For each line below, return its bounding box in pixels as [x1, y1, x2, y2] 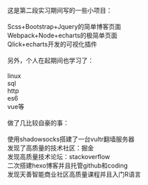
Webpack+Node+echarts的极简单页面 [7, 31, 118, 39]
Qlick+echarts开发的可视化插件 [7, 40, 97, 48]
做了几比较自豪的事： [7, 119, 69, 127]
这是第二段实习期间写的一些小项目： [7, 6, 113, 14]
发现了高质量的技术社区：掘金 [7, 143, 94, 152]
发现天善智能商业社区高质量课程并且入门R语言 [7, 170, 142, 178]
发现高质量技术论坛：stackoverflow [7, 153, 111, 160]
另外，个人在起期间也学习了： [7, 56, 94, 65]
